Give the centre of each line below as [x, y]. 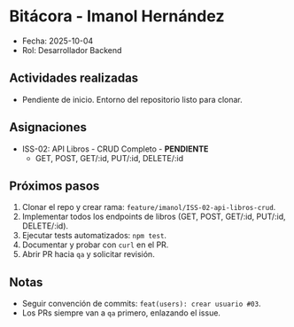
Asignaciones [48, 127]
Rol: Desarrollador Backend [72, 50]
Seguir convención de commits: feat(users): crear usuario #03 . [141, 304]
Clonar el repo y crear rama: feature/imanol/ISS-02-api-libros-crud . [149, 207]
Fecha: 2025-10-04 [58, 41]
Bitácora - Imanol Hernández [117, 16]
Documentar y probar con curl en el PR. [95, 245]
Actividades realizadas [74, 78]
